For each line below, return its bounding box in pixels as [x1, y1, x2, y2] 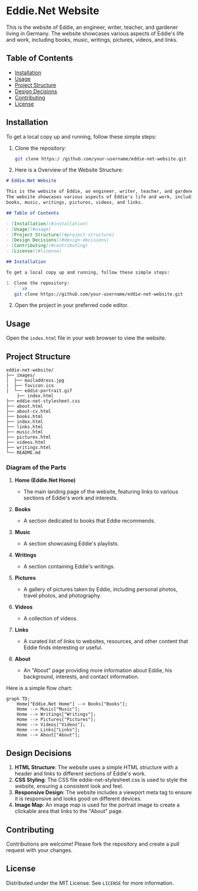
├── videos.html [6, 439, 46, 446]
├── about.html [6, 403, 44, 409]
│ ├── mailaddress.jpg [6, 377, 65, 384]
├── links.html [6, 424, 44, 430]
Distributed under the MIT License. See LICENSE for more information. [6, 879, 174, 886]
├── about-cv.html [6, 409, 51, 415]
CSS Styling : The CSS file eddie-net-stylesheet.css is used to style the [14, 777, 187, 784]
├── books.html [6, 414, 44, 420]
